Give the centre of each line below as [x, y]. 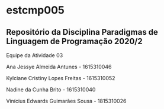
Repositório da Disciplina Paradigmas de [82, 32]
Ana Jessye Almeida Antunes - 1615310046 [59, 67]
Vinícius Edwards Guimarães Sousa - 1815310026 [66, 101]
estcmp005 [36, 10]
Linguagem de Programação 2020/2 [75, 41]
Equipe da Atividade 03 [35, 55]
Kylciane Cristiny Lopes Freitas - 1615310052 [61, 78]
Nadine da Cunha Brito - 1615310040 [51, 90]
